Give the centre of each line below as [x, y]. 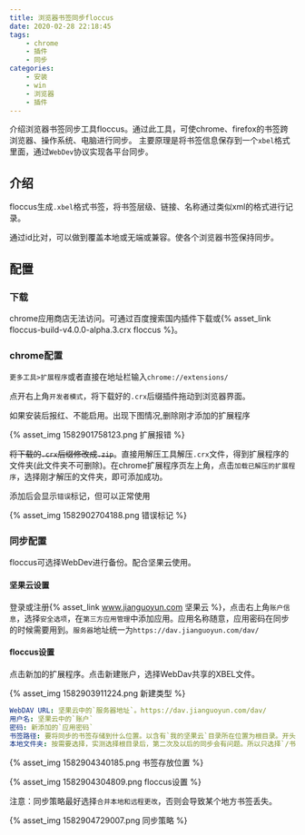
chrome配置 [36, 355]
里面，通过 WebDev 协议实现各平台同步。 [81, 152]
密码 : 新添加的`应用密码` [51, 727]
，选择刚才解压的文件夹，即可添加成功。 [92, 476]
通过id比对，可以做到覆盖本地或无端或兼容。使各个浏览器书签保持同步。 [144, 238]
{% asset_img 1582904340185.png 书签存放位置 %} [107, 762]
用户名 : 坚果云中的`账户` [51, 719]
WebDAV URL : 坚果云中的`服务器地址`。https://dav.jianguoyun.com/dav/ [138, 710]
